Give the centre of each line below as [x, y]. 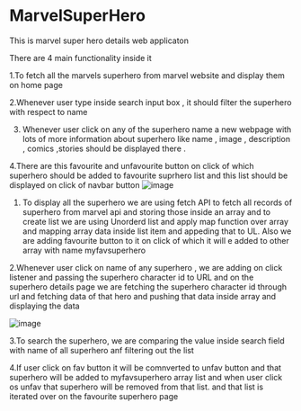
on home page [36, 85]
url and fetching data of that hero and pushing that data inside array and [143, 296]
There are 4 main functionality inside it [81, 58]
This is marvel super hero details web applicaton [99, 40]
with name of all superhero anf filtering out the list [102, 350]
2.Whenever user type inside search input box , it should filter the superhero [150, 102]
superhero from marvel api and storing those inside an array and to [146, 211]
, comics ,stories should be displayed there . [104, 148]
